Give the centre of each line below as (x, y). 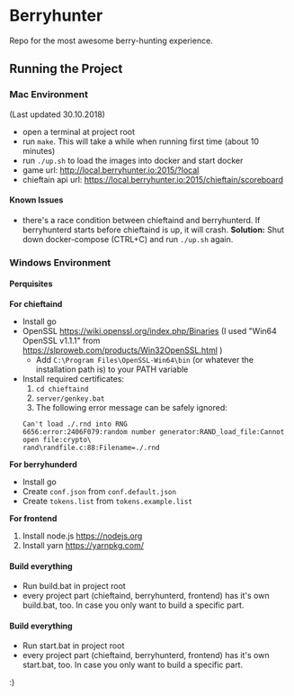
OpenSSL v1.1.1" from (61, 340)
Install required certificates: (73, 378)
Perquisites (31, 284)
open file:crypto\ (57, 439)
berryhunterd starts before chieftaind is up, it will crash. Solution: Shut (153, 230)
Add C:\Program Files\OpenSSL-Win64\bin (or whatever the (145, 359)
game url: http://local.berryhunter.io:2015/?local (111, 170)
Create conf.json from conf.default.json (99, 491)
